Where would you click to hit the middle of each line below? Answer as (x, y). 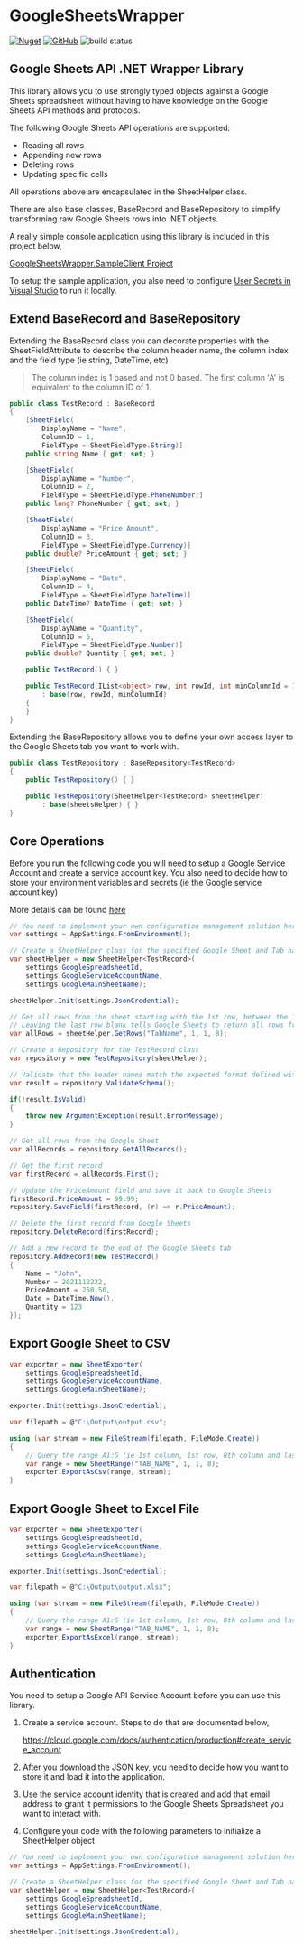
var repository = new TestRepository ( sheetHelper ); (108, 1058)
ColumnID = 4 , (68, 587)
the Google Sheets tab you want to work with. (94, 747)
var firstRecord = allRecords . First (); (84, 1174)
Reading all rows (53, 145)
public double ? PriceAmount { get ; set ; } (106, 554)
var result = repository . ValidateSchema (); (92, 1083)
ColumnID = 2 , (68, 487)
